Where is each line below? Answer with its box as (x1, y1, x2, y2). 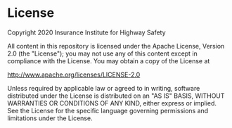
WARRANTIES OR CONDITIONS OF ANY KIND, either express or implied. (7, 98, 217, 107)
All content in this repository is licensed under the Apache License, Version (7, 41, 225, 50)
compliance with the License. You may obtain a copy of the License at (7, 56, 210, 65)
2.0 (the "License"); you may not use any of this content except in (7, 49, 198, 58)
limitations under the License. (7, 114, 93, 122)
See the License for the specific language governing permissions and (7, 106, 209, 115)
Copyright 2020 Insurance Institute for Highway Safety (7, 28, 167, 37)
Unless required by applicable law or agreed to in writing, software (7, 84, 200, 92)
